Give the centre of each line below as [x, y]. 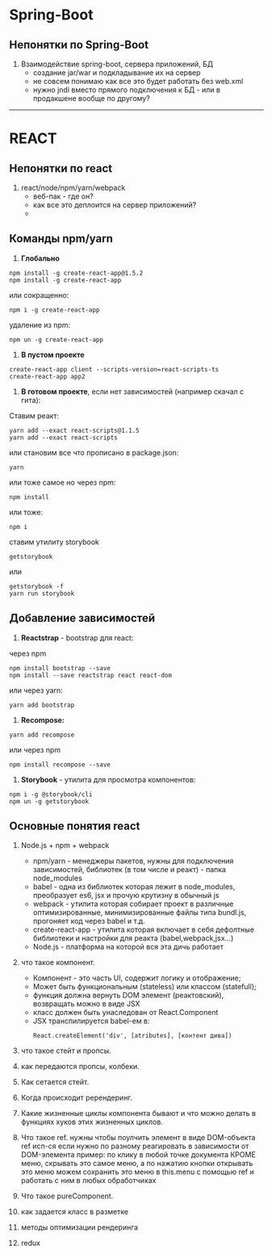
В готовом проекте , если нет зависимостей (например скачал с [132, 391]
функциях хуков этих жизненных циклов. [92, 1122]
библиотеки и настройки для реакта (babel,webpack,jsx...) [133, 938]
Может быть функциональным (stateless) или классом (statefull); [144, 987]
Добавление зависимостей [82, 618]
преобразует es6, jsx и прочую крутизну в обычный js [126, 895]
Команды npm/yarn [61, 239]
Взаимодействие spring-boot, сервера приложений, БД [117, 64]
